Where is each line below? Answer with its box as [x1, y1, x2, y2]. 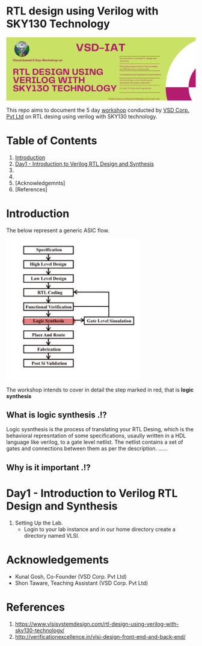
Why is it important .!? [6, 462, 91, 473]
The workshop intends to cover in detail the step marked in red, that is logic [6, 386, 194, 393]
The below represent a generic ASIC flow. [6, 227, 109, 234]
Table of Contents [6, 134, 97, 147]
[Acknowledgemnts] [14, 179, 66, 186]
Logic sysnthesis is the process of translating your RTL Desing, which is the [6, 426, 194, 433]
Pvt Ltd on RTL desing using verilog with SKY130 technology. [6, 112, 158, 120]
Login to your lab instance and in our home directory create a [23, 525, 176, 533]
